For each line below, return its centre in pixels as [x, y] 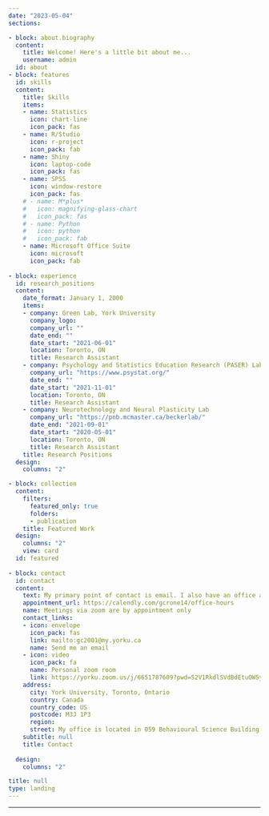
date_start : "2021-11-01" [72, 388]
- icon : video [46, 655]
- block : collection [43, 484]
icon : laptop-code [60, 164]
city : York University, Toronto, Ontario [100, 692]
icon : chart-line [58, 120]
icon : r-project [56, 142]
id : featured [37, 558]
